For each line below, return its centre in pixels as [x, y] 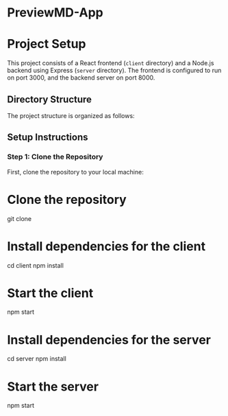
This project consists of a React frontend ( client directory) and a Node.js [111, 63]
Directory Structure [50, 99]
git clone [20, 218]
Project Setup [47, 44]
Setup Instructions [48, 138]
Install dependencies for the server [109, 339]
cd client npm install [35, 265]
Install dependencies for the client [106, 246]
